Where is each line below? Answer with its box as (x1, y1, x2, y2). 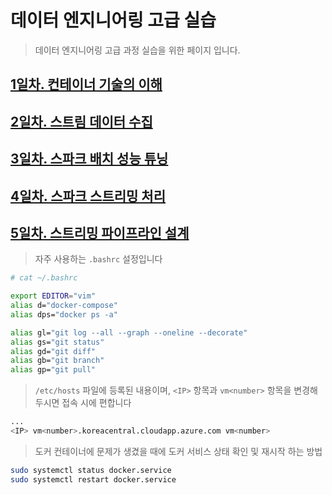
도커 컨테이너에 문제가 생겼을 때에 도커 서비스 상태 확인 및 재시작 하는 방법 (34, 445, 323, 457)
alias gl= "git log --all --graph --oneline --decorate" (10, 327, 248, 338)
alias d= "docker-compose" (10, 301, 118, 311)
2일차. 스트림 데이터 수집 (10, 113, 153, 130)
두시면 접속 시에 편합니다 (34, 397, 132, 409)
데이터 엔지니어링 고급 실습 (10, 9, 217, 32)
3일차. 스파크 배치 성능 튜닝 (10, 151, 169, 168)
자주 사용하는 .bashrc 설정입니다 (34, 253, 163, 265)
